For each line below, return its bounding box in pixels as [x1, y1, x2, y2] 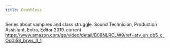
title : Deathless [5, 7, 42, 13]
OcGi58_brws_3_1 [5, 37, 42, 43]
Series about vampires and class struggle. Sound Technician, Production [5, 21, 157, 27]
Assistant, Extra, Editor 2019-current [5, 26, 81, 33]
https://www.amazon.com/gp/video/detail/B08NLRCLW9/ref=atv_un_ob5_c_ [5, 32, 165, 38]
